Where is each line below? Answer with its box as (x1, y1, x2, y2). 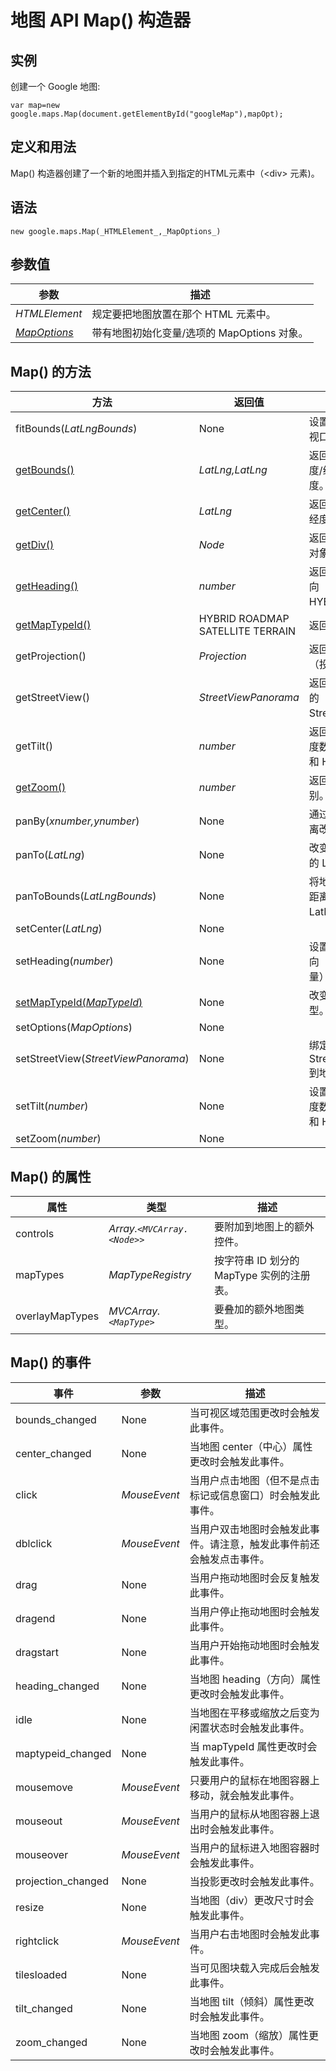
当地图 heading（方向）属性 (189, 1672, 321, 1686)
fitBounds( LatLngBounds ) (15, 422, 138, 436)
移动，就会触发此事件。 (189, 1788, 300, 1802)
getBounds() (15, 463, 75, 477)
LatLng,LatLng (198, 463, 268, 477)
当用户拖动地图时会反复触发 (189, 1571, 320, 1585)
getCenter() (15, 504, 71, 518)
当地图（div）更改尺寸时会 (189, 1893, 315, 1907)
